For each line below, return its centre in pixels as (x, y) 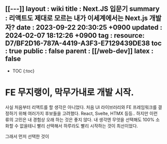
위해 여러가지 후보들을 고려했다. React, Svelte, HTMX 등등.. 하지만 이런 (88, 113)
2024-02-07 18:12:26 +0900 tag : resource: (75, 36)
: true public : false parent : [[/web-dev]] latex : (79, 51)
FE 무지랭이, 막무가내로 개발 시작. (70, 92)
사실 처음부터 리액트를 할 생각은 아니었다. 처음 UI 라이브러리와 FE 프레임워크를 (81, 107)
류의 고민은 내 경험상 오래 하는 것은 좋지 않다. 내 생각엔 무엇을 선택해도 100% (80, 119)
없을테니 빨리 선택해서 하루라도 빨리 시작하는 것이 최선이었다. (79, 126)
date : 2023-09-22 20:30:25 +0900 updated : (89, 28)
